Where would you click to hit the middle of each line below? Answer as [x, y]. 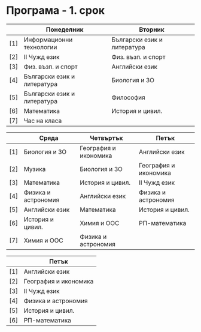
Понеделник [65, 29]
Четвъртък [106, 137]
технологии [40, 47]
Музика [35, 169]
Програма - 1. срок [55, 11]
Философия [128, 97]
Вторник [152, 29]
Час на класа [43, 121]
